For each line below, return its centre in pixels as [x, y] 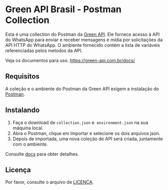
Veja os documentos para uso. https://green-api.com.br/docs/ [70, 60]
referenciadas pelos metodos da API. [44, 50]
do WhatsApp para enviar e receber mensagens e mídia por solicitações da [84, 40]
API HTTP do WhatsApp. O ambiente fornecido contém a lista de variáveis [83, 45]
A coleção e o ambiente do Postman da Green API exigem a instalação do [82, 89]
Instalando [22, 110]
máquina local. [28, 128]
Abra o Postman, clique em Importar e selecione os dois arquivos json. [87, 133]
